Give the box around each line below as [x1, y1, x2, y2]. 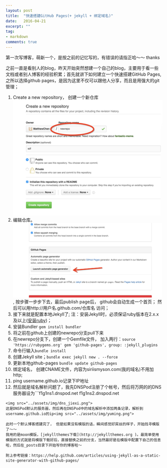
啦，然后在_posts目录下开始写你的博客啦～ [5, 443, 83, 448]
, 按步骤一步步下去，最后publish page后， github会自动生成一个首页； [12, 299, 157, 305]
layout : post [5, 8, 33, 13]
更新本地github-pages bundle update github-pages [12, 360, 117, 366]
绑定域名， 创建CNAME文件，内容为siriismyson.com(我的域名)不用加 [12, 366, 154, 372]
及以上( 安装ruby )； [12, 317, 52, 323]
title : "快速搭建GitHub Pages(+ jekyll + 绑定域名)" [5, 13, 113, 18]
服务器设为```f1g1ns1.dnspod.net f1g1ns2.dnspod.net [12, 390, 119, 396]
